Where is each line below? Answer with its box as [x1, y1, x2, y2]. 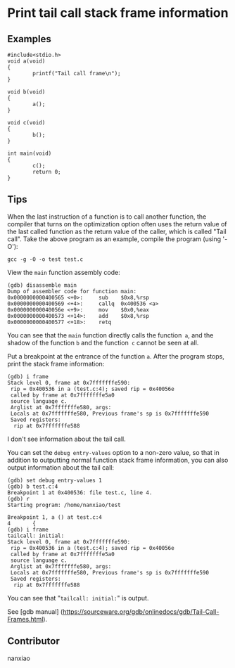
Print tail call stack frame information [7, 5, 229, 21]
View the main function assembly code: [7, 268, 121, 276]
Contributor [7, 635, 60, 648]
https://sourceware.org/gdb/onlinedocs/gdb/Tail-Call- [62, 607, 220, 616]
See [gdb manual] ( [7, 607, 63, 616]
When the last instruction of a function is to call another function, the [7, 212, 207, 221]
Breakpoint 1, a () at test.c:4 [7, 513, 102, 521]
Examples [7, 33, 51, 45]
